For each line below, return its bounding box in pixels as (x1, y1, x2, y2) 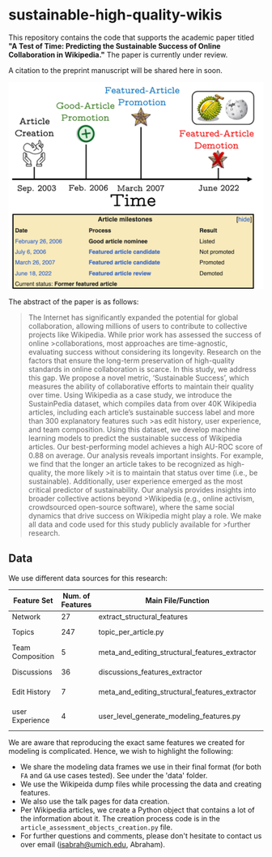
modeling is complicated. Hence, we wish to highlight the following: (8, 747, 233, 756)
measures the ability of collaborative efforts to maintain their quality (28, 381, 254, 391)
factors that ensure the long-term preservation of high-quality (28, 355, 235, 365)
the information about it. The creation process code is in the (19, 814, 220, 824)
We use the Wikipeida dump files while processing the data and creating (19, 779, 261, 789)
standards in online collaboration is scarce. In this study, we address (28, 364, 257, 374)
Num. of (62, 591, 91, 601)
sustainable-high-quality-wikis (8, 6, 223, 24)
